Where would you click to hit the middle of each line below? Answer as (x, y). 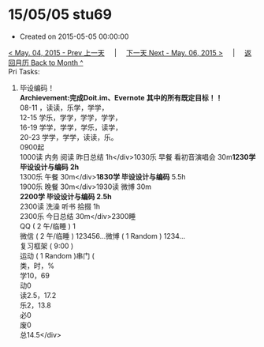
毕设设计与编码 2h (49, 167)
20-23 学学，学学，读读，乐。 (69, 137)
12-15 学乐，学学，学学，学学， (71, 117)
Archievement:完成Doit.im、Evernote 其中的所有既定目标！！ (121, 97)
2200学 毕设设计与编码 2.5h (65, 196)
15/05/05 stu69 (60, 15)
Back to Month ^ (57, 62)
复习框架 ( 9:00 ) (46, 246)
